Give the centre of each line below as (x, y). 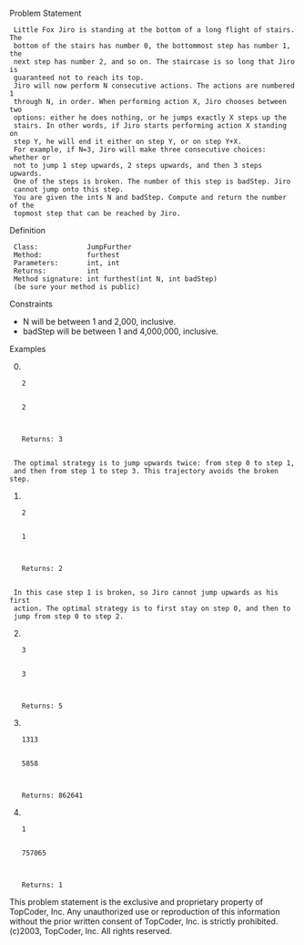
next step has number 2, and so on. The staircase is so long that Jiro (154, 62)
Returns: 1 (42, 885)
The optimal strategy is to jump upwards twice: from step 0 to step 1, (154, 463)
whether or (30, 158)
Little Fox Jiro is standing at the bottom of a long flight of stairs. (154, 30)
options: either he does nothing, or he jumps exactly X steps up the (150, 118)
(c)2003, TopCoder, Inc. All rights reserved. (91, 931)
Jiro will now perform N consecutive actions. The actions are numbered (154, 86)
